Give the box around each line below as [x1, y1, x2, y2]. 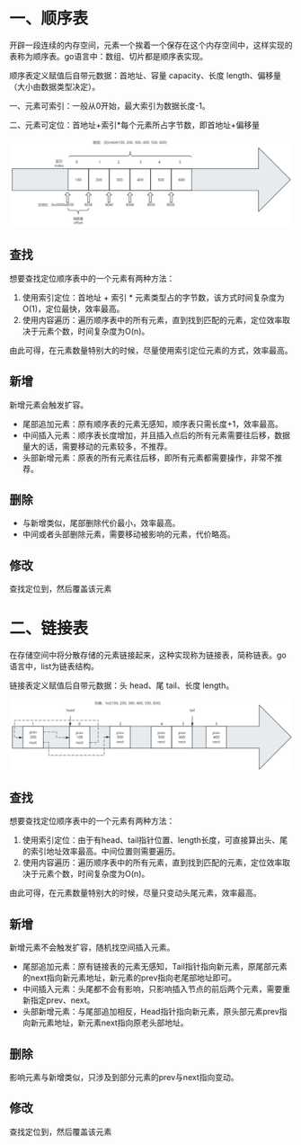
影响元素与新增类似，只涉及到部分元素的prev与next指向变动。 [9, 1072, 239, 1082]
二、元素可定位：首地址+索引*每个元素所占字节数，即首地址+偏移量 [9, 119, 261, 130]
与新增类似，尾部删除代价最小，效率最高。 [22, 518, 181, 529]
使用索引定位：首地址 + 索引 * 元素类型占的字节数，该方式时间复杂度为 [22, 291, 285, 302]
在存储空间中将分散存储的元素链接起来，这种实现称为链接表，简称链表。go [9, 649, 287, 661]
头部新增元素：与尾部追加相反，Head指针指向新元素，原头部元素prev [22, 1006, 280, 1017]
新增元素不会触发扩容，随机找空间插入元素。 [9, 942, 175, 953]
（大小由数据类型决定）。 [9, 81, 101, 92]
